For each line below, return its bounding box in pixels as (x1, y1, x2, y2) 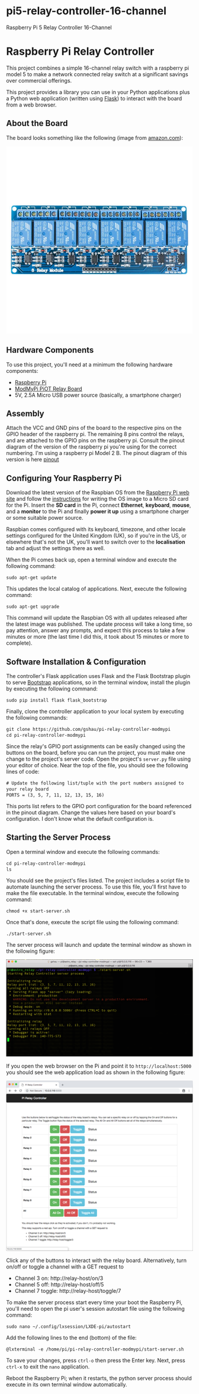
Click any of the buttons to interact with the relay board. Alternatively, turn (6, 1257, 187, 1264)
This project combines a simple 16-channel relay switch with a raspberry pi (6, 64, 190, 71)
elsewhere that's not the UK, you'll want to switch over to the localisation (6, 538, 185, 545)
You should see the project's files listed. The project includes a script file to (6, 877, 190, 884)
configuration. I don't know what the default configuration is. (6, 815, 154, 822)
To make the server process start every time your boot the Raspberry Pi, (6, 1298, 182, 1306)
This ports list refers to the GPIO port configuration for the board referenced (6, 802, 192, 809)
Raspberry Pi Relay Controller (6, 45, 155, 58)
